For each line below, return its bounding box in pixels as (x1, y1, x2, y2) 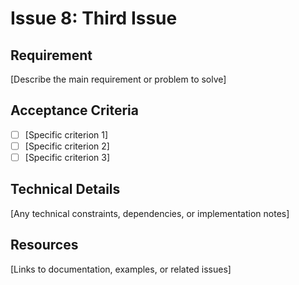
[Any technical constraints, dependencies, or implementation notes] (10, 207, 290, 219)
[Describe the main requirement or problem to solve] (10, 73, 227, 85)
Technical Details (10, 181, 121, 198)
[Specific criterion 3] (24, 151, 111, 163)
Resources (10, 237, 79, 254)
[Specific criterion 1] (24, 128, 109, 141)
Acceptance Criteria (10, 102, 139, 119)
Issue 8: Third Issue (10, 7, 178, 30)
